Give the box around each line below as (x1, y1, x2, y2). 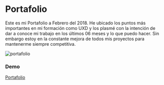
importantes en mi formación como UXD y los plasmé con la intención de (5, 25, 156, 31)
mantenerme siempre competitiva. (5, 41, 76, 47)
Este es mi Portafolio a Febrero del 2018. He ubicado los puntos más (5, 20, 146, 26)
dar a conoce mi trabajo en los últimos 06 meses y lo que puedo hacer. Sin (5, 30, 159, 36)
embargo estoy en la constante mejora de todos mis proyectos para (5, 36, 145, 42)
